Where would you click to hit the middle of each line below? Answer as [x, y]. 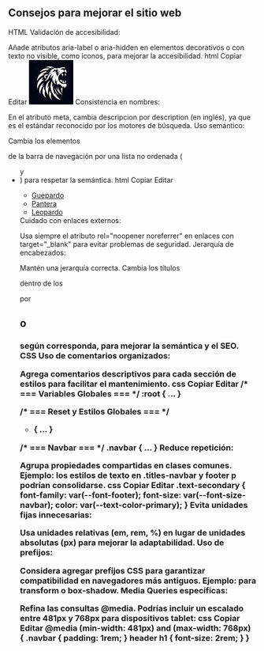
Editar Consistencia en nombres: [84, 101]
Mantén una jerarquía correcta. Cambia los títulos [100, 267]
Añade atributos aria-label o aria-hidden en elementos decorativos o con [126, 47]
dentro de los [41, 283]
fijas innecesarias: [56, 515]
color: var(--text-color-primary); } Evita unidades [151, 505]
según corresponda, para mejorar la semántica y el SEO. [129, 346]
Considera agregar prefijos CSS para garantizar [112, 570]
